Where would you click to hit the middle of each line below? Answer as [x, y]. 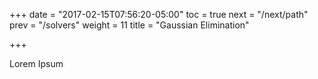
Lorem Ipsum [36, 63]
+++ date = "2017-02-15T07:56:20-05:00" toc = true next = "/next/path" [159, 14]
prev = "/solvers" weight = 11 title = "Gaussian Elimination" [129, 25]
